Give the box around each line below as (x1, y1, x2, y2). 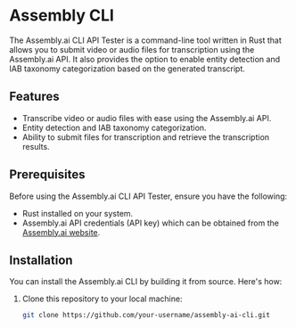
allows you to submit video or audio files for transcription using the (9, 44, 255, 54)
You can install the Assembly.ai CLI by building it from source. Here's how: (9, 276, 283, 287)
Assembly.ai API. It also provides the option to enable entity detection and (9, 53, 281, 64)
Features (9, 89, 60, 104)
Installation (9, 252, 73, 267)
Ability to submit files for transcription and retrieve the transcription (21, 131, 270, 143)
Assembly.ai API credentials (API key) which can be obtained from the (21, 217, 279, 228)
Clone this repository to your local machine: (21, 293, 183, 304)
